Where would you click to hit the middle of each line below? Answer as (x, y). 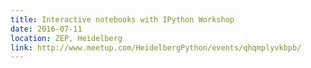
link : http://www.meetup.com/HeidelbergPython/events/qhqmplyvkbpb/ (156, 47)
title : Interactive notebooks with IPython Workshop (122, 19)
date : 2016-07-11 (46, 29)
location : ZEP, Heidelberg (66, 38)
